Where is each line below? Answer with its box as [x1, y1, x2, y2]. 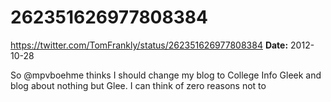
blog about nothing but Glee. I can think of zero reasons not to [10, 79, 267, 91]
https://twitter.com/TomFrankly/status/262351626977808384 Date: [10, 39, 289, 51]
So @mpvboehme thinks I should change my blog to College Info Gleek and [10, 69, 322, 81]
